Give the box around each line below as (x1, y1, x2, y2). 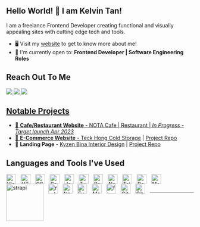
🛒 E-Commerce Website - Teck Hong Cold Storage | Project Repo (14, 135, 177, 142)
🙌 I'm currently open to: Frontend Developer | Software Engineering (14, 48, 184, 55)
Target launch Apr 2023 (14, 128, 74, 135)
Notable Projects (6, 106, 70, 116)
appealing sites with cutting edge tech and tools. (6, 28, 126, 35)
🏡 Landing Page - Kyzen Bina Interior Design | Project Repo (14, 141, 161, 148)
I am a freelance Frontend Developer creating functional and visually (6, 21, 174, 29)
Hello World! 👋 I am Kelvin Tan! (6, 6, 122, 16)
